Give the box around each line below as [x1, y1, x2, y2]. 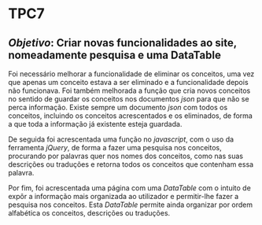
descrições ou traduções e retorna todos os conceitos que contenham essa [8, 160, 254, 169]
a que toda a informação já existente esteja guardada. [8, 120, 183, 128]
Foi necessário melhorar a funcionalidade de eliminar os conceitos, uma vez [8, 69, 255, 79]
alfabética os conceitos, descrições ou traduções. [8, 208, 171, 217]
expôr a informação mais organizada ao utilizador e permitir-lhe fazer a [8, 192, 239, 201]
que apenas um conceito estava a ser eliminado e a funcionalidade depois [8, 78, 249, 87]
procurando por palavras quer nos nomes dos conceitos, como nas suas [8, 151, 244, 160]
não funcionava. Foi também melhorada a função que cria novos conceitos [8, 86, 251, 95]
